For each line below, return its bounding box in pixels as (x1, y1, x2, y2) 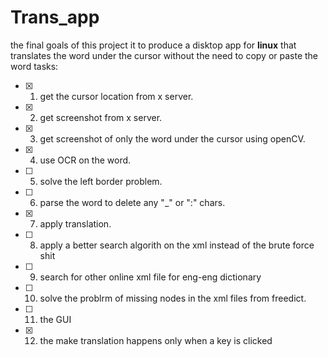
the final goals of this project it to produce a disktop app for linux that (10, 39, 297, 51)
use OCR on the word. (39, 154, 132, 166)
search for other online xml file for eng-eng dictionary (39, 271, 262, 283)
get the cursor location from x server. (39, 90, 194, 102)
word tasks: (10, 60, 59, 72)
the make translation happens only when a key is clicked (39, 334, 273, 346)
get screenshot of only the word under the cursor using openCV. (39, 132, 306, 145)
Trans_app (10, 6, 100, 29)
